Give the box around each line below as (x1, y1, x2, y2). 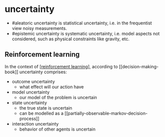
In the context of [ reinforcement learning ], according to (4, 63, 118, 69)
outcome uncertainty (11, 78, 55, 84)
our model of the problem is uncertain (19, 94, 98, 100)
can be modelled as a (19, 110, 64, 116)
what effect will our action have (19, 84, 84, 90)
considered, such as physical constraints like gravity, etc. (11, 36, 130, 42)
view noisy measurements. (11, 25, 67, 31)
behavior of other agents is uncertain (19, 126, 96, 132)
